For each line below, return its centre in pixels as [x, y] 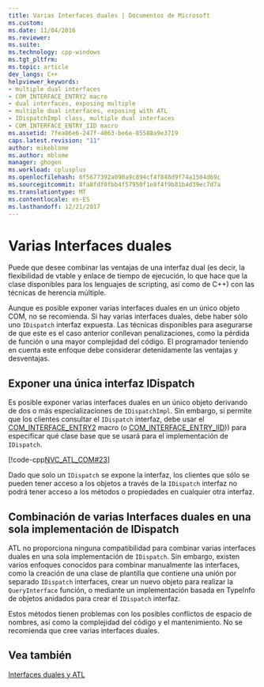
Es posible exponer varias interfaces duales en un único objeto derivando [128, 402]
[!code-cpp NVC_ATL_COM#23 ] [59, 460]
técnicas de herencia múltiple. [57, 293]
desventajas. [29, 359]
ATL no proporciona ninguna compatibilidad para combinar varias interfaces [132, 548]
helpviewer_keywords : [44, 81]
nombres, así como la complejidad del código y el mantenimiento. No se [125, 622]
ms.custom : [26, 23]
